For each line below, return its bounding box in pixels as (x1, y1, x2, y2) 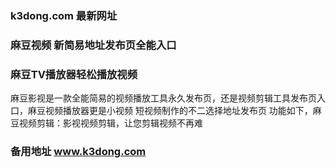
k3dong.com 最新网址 (10, 8, 118, 22)
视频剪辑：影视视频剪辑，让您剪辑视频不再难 (18, 117, 203, 129)
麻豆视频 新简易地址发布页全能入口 (10, 38, 177, 52)
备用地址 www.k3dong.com (10, 145, 147, 159)
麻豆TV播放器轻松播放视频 (10, 67, 138, 81)
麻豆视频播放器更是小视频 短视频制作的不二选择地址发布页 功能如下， (27, 105, 313, 117)
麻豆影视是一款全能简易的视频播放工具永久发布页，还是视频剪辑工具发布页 (10, 92, 317, 104)
